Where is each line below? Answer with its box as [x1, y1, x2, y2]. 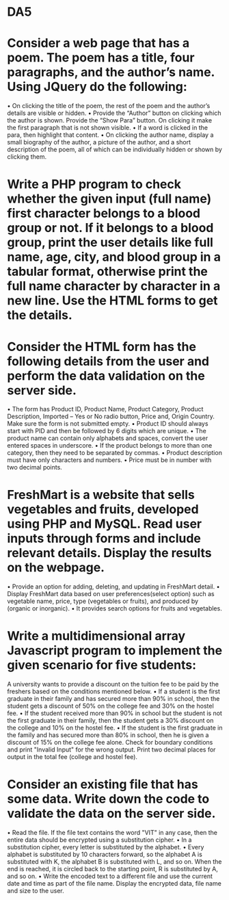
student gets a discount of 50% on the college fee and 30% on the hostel [7, 702, 214, 710]
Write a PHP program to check [7, 177, 181, 192]
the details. [7, 307, 73, 323]
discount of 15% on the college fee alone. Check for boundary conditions [7, 738, 213, 747]
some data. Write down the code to [7, 791, 210, 807]
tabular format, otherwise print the [7, 264, 208, 279]
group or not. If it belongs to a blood [7, 220, 214, 236]
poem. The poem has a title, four [7, 50, 195, 66]
